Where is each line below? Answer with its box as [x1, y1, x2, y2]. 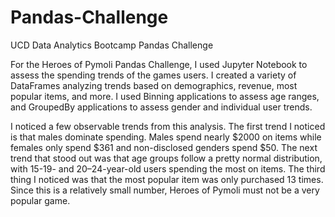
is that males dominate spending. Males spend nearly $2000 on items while [10, 131, 322, 143]
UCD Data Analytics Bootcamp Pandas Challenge [10, 39, 214, 51]
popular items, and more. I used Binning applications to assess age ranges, [10, 90, 320, 102]
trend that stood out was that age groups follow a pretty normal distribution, [10, 152, 323, 164]
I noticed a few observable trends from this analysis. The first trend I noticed [10, 120, 326, 132]
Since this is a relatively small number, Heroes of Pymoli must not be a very [10, 184, 320, 196]
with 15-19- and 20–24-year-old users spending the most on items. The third [10, 162, 326, 175]
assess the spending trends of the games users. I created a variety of [10, 69, 297, 81]
